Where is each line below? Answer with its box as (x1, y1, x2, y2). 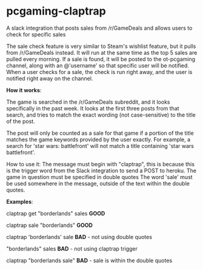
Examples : (6, 198, 33, 205)
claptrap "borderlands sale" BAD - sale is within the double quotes (6, 257, 173, 264)
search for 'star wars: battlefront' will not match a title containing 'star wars (6, 142, 194, 149)
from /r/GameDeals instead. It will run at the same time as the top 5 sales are (6, 49, 198, 56)
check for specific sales (6, 30, 66, 38)
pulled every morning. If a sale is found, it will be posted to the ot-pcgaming (6, 55, 196, 62)
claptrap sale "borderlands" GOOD (6, 221, 93, 229)
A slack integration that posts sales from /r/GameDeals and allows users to (6, 24, 193, 32)
